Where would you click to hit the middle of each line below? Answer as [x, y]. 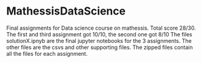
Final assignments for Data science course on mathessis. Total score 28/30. [101, 28]
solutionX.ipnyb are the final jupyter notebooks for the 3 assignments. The [99, 41]
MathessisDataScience [66, 11]
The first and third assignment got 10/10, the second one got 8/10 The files [99, 34]
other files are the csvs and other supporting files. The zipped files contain [99, 47]
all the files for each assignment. [47, 53]
